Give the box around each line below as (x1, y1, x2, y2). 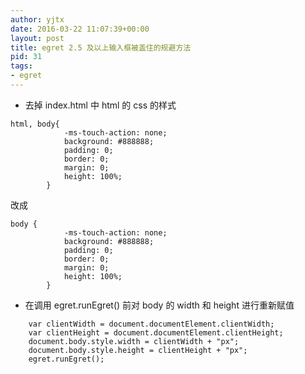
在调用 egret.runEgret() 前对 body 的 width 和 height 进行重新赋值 (24, 299, 295, 311)
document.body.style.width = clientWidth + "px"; (28, 336, 240, 346)
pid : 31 (10, 52, 43, 62)
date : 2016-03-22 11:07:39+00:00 (10, 24, 150, 34)
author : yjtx (10, 14, 65, 25)
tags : (10, 61, 33, 71)
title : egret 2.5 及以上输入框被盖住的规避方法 (10, 42, 192, 53)
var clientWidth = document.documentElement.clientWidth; (28, 319, 275, 329)
